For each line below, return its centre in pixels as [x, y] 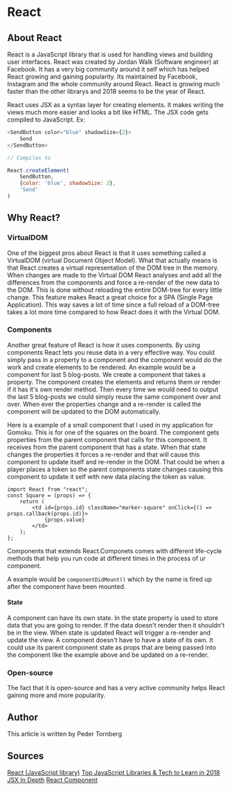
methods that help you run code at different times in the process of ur [107, 558]
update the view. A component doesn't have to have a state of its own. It [110, 640]
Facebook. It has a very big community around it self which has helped [108, 69]
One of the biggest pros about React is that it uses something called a [107, 253]
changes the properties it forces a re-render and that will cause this [104, 454]
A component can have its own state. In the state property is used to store [113, 618]
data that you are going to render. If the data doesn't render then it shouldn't [116, 626]
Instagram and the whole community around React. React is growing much [114, 84]
